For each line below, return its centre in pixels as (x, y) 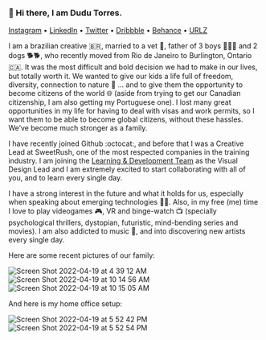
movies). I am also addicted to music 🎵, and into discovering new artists (127, 231)
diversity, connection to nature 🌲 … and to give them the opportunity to (126, 85)
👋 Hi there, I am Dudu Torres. (65, 13)
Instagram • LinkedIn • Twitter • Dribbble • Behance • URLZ (108, 31)
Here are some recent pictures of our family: (82, 255)
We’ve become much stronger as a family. (78, 128)
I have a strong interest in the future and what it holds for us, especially (126, 193)
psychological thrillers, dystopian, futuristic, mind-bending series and (123, 223)
